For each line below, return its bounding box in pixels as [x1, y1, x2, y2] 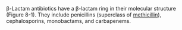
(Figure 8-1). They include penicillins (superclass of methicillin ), [6, 11, 162, 18]
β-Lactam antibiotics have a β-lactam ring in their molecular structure [6, 5, 177, 12]
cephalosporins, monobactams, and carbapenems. [6, 18, 131, 24]
